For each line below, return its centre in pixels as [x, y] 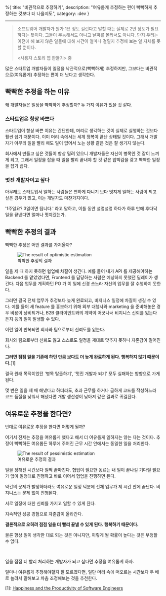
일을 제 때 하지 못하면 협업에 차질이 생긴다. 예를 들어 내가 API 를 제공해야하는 [79, 271]
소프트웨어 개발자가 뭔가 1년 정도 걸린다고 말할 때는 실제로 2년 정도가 [83, 29]
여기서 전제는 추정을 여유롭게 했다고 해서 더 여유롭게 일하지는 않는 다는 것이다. [80, 437]
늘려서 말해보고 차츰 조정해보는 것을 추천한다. [54, 578]
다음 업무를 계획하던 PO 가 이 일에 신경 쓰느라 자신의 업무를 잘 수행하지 [84, 284]
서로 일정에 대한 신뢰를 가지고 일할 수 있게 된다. [51, 504]
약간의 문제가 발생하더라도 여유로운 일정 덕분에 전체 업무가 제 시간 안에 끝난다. [80, 487]
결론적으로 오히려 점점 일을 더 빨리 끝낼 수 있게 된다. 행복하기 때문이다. [72, 524]
